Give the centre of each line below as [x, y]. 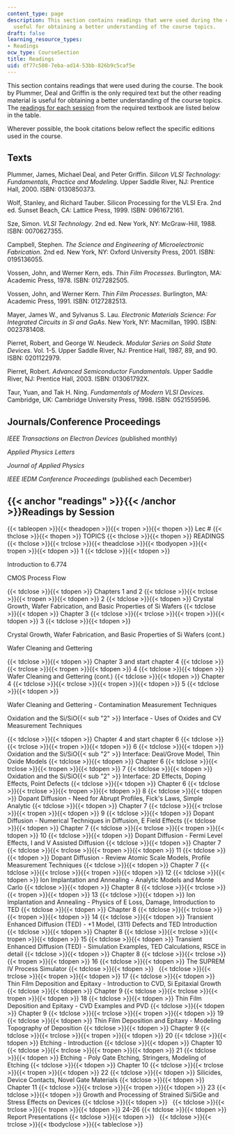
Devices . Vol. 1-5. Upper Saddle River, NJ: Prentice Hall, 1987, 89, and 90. [112, 351]
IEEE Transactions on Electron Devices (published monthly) [92, 439]
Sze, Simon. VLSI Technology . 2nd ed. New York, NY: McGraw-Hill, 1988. [112, 224]
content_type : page [36, 14]
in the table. [24, 115]
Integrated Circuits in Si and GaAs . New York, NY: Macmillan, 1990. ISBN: [112, 322]
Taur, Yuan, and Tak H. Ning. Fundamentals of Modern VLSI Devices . [106, 393]
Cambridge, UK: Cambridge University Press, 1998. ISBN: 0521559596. [109, 400]
